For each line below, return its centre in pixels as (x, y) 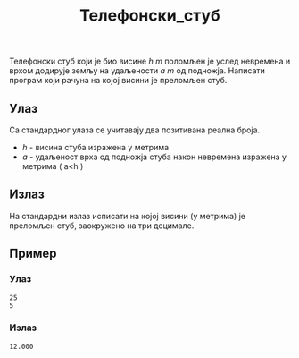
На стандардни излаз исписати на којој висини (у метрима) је (128, 216)
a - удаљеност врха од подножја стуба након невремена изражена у (154, 157)
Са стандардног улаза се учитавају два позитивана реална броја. (135, 130)
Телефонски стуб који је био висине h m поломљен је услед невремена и (150, 61)
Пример (33, 254)
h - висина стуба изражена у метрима (96, 147)
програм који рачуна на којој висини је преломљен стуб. (118, 81)
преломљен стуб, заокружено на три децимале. (102, 226)
